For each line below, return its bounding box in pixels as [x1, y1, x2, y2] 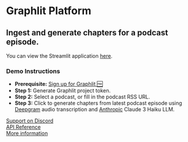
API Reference [6, 124, 41, 131]
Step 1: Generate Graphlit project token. [14, 87, 111, 94]
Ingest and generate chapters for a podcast [6, 28, 169, 38]
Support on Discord [6, 117, 54, 124]
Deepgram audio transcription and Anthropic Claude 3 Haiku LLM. [14, 106, 175, 113]
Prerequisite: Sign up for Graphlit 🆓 [14, 81, 103, 88]
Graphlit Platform [6, 4, 92, 18]
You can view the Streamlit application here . [6, 52, 113, 60]
